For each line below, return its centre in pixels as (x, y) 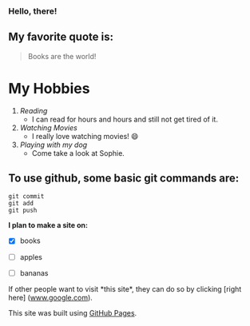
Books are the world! (62, 56)
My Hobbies (49, 88)
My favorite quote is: (61, 37)
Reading (34, 110)
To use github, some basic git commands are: (124, 179)
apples (31, 256)
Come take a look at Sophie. (78, 153)
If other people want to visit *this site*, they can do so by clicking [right (125, 288)
